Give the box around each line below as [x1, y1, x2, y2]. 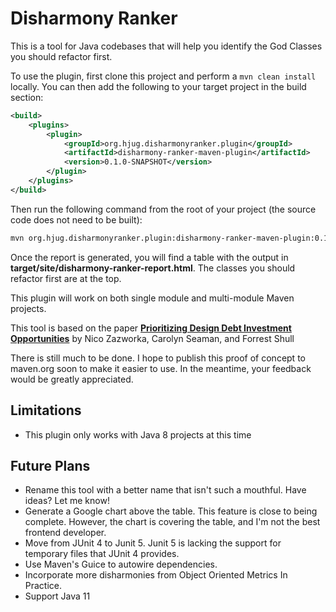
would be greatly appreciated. [10, 373, 134, 385]
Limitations [10, 402, 82, 419]
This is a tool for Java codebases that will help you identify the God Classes [10, 40, 323, 52]
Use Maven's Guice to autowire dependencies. [24, 558, 218, 571]
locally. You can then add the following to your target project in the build [10, 80, 307, 92]
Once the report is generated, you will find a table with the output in [10, 251, 289, 263]
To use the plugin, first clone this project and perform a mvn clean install [10, 70, 317, 82]
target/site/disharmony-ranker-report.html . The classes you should [10, 262, 296, 274]
